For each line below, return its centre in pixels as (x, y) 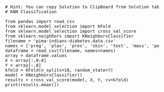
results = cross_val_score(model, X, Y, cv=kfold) (67, 80)
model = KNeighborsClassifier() (44, 75)
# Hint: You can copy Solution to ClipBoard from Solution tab (82, 7)
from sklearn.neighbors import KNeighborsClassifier (70, 36)
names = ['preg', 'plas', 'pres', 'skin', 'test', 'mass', (77, 46)
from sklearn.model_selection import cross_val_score (71, 31)
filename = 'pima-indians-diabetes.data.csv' (61, 41)
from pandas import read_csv (40, 21)
